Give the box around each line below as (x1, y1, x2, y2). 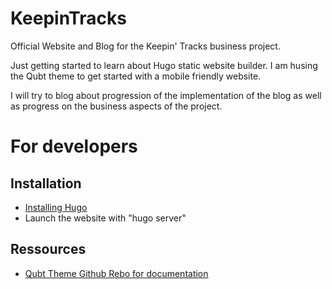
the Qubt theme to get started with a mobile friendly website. (10, 70, 262, 82)
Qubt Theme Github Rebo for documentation (24, 267, 209, 279)
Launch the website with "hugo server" (24, 212, 187, 224)
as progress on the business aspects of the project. (10, 100, 223, 112)
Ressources (10, 241, 87, 258)
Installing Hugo (24, 201, 88, 213)
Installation (10, 175, 82, 192)
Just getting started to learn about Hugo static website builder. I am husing (10, 59, 318, 71)
